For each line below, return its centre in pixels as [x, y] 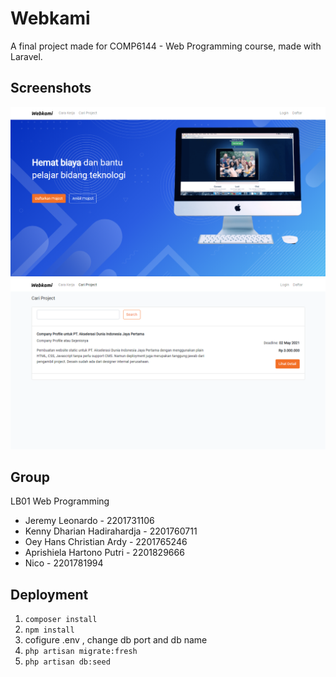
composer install [61, 620]
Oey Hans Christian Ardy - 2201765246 [106, 542]
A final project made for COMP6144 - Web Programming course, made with [166, 46]
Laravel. [26, 56]
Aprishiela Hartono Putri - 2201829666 [104, 553]
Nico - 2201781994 [64, 563]
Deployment [49, 594]
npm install [49, 630]
